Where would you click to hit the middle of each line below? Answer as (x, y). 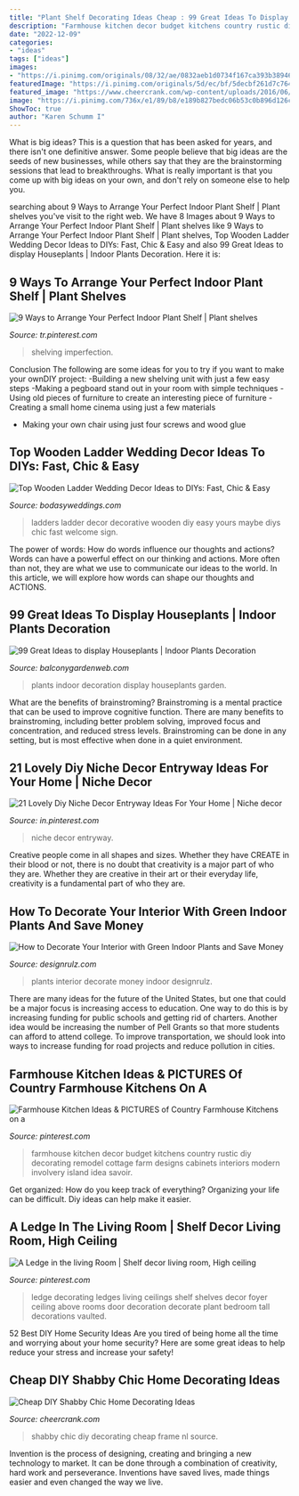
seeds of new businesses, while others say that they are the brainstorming (145, 161)
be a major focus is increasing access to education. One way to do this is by (149, 1009)
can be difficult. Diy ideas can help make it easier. (100, 1199)
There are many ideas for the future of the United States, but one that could (148, 999)
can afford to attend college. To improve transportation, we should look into (148, 1037)
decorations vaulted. (69, 1316)
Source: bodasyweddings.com (65, 505)
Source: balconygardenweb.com (69, 667)
